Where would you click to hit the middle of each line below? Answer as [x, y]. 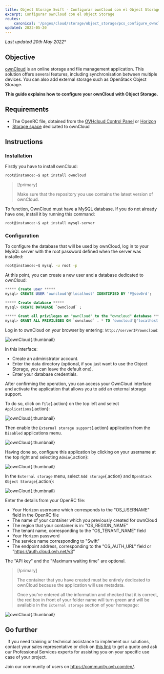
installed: [14, 257]
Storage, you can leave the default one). [52, 369]
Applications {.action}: [28, 409]
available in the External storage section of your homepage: [78, 605]
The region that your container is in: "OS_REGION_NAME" [70, 525]
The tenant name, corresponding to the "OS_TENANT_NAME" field [79, 530]
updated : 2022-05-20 [26, 28]
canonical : [25, 23]
